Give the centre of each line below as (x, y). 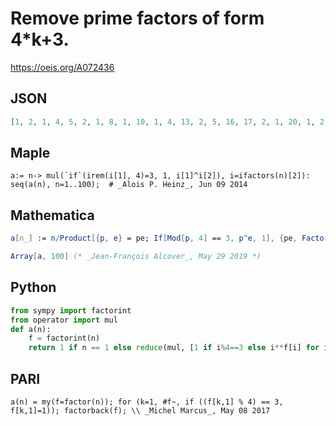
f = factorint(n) (64, 338)
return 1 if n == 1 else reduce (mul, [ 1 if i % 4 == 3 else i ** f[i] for (174, 348)
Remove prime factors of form (137, 18)
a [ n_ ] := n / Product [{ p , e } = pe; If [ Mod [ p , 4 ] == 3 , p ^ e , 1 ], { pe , (154, 238)
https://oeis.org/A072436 (62, 67)
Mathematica (52, 215)
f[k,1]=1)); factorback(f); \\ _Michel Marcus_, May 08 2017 (140, 411)
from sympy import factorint (71, 310)
